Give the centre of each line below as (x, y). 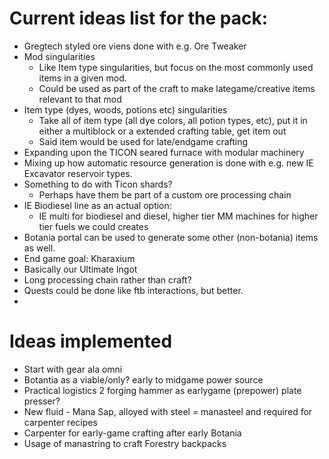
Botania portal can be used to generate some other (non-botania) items (171, 237)
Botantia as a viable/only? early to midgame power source (143, 379)
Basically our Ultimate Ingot (80, 269)
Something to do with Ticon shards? (98, 184)
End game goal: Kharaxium (79, 258)
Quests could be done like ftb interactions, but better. (133, 290)
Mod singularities (59, 56)
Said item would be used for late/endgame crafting (143, 141)
